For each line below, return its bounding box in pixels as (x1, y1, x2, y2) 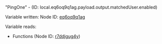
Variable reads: (5, 23, 37, 29)
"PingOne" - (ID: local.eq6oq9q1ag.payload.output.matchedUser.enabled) (5, 4, 157, 10)
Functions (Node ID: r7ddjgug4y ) (12, 33, 81, 39)
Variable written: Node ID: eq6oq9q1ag (5, 14, 85, 19)
